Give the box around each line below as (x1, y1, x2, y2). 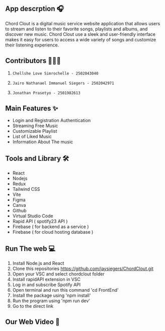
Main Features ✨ (5, 104, 58, 113)
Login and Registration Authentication (12, 118, 91, 124)
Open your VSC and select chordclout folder (12, 271, 105, 277)
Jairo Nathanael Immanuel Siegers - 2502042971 (12, 81, 114, 86)
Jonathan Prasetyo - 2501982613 (12, 90, 80, 95)
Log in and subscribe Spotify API (12, 282, 81, 288)
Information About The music (12, 139, 73, 145)
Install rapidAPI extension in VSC (12, 277, 80, 283)
